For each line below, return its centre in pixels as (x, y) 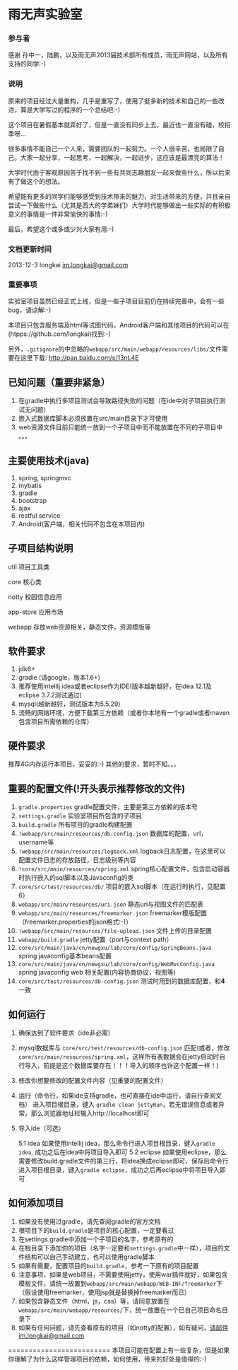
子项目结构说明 (41, 548)
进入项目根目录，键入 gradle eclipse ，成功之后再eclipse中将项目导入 (119, 1170)
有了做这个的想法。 (36, 181)
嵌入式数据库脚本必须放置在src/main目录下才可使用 (93, 419)
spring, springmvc (44, 478)
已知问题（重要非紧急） (59, 382)
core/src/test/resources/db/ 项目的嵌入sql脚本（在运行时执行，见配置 (122, 887)
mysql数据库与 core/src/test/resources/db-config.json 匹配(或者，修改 (124, 1048)
